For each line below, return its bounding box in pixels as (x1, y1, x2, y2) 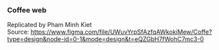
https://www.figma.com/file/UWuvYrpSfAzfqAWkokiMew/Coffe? (30, 28, 213, 36)
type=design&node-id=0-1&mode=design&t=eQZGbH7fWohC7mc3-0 (7, 35, 205, 43)
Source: (7, 28, 30, 36)
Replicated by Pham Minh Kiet (7, 21, 93, 29)
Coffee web (7, 5, 47, 15)
